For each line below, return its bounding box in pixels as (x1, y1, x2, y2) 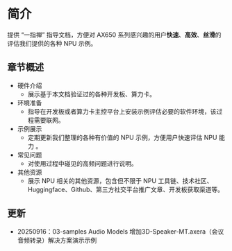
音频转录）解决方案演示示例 (17, 236, 97, 244)
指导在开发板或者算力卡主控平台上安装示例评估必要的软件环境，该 (27, 107, 217, 115)
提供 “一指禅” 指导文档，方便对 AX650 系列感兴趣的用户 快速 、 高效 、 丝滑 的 (7, 31, 222, 39)
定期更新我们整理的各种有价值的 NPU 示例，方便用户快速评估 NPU (27, 133, 217, 141)
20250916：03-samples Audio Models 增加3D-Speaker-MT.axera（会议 (17, 227, 224, 236)
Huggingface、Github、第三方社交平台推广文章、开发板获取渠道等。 (27, 185, 224, 193)
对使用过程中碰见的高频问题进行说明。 (27, 159, 138, 167)
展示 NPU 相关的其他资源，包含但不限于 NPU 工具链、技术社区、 (27, 176, 213, 184)
